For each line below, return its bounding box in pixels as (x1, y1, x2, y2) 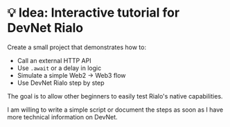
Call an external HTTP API (17, 56, 91, 65)
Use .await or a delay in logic (17, 64, 102, 72)
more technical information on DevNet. (7, 112, 118, 121)
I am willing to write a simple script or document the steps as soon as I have (7, 105, 224, 114)
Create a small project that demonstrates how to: (7, 43, 147, 51)
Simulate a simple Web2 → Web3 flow (17, 71, 126, 79)
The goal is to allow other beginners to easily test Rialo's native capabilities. (7, 92, 223, 100)
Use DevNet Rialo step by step (17, 78, 105, 87)
